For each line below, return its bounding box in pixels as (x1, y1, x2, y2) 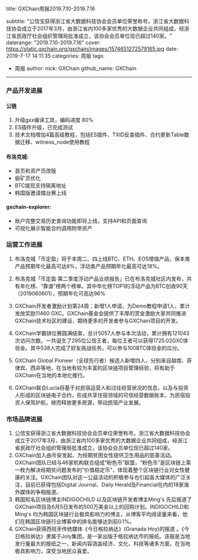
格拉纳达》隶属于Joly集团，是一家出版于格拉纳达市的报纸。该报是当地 (19, 533, 190, 540)
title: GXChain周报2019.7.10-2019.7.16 (6, 5, 95, 12)
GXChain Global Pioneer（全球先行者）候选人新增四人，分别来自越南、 (14, 357, 187, 364)
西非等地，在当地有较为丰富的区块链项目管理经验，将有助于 (30, 364, 175, 371)
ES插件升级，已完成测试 (14, 124, 74, 131)
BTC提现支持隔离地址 (14, 182, 67, 189)
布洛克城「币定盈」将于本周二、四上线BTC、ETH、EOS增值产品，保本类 (14, 255, 190, 262)
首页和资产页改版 (14, 167, 57, 174)
